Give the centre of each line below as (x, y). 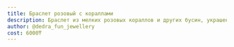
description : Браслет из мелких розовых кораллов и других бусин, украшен (118, 20)
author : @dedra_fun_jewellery (51, 26)
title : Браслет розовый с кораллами (60, 13)
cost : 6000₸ (24, 33)
